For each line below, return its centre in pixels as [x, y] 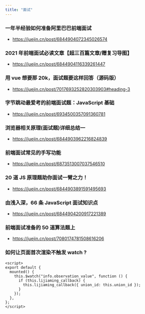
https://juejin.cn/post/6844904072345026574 [60, 39]
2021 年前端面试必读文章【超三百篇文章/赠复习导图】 [69, 53]
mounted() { [22, 272]
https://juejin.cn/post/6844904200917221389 [59, 214]
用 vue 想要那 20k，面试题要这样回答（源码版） [62, 78]
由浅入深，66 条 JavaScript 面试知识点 [52, 203]
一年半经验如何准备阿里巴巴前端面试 [48, 28]
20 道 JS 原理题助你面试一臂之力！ [46, 178]
